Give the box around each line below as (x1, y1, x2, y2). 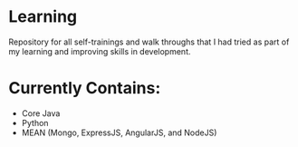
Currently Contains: (8, 78, 161, 99)
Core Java (21, 107, 61, 119)
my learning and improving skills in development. (8, 45, 191, 56)
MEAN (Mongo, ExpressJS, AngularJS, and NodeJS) (21, 127, 217, 138)
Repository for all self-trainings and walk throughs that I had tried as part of (8, 36, 290, 47)
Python (21, 117, 49, 128)
